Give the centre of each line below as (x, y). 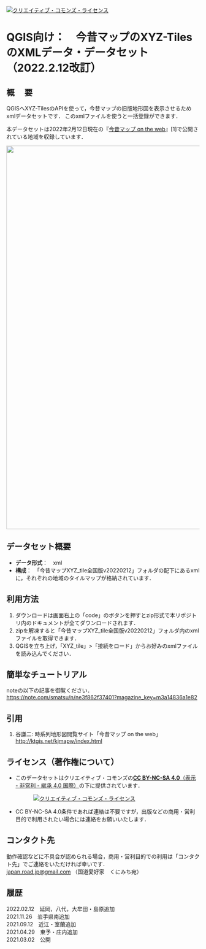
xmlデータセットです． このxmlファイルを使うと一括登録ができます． (94, 116)
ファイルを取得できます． (48, 638)
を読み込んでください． (45, 653)
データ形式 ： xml (39, 563)
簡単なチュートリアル (47, 675)
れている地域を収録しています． (47, 137)
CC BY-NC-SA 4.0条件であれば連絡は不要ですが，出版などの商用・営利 (105, 812)
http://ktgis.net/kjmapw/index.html (59, 741)
